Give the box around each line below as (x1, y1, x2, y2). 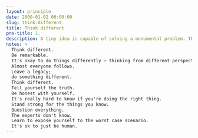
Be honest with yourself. (11, 90, 75, 96)
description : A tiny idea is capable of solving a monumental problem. (6, 36, 186, 42)
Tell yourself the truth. (11, 85, 75, 91)
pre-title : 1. (6, 31, 41, 36)
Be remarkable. (11, 52, 49, 58)
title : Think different (6, 25, 65, 31)
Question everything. (11, 107, 65, 113)
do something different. (11, 74, 72, 80)
